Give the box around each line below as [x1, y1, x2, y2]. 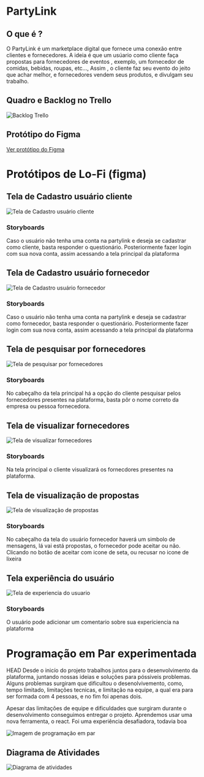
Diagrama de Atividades [6, 747, 100, 758]
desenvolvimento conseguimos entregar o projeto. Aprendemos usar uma [6, 711, 193, 719]
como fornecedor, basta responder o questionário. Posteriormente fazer [6, 320, 189, 327]
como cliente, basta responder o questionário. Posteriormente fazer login [6, 243, 192, 251]
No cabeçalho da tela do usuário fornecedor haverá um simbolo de [6, 535, 176, 543]
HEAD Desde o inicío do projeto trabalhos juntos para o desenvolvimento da [6, 667, 198, 674]
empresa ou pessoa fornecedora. [6, 403, 91, 410]
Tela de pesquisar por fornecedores [6, 344, 146, 354]
